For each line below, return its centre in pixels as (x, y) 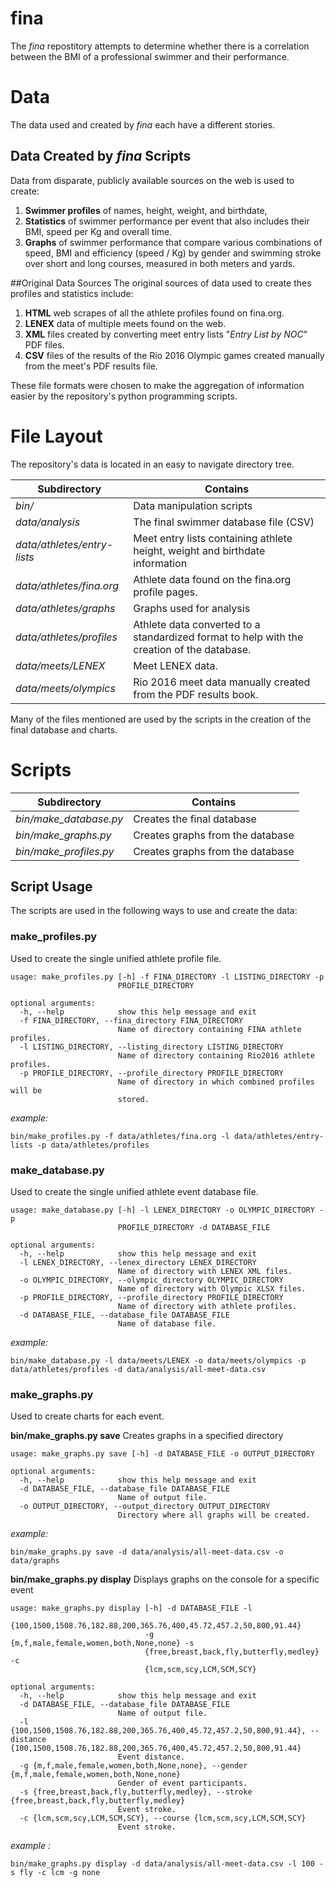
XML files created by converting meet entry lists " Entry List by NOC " (166, 334)
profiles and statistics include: (72, 293)
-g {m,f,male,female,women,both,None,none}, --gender (133, 1766)
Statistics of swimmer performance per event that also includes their (167, 221)
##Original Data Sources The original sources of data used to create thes (161, 283)
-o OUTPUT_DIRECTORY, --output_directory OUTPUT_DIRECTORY (145, 1507)
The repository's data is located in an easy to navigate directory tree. (152, 464)
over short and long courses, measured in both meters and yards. (160, 263)
